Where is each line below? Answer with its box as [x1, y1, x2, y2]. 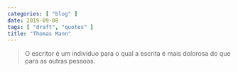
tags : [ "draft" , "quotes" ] [7, 23, 94, 30]
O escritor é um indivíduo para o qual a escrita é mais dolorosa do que [24, 49, 231, 58]
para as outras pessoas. [24, 57, 96, 66]
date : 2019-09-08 [7, 17, 59, 24]
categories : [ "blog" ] [7, 10, 78, 18]
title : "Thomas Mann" [7, 30, 72, 37]
